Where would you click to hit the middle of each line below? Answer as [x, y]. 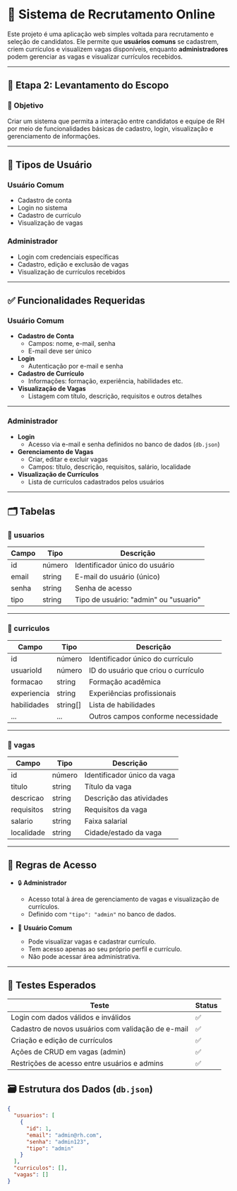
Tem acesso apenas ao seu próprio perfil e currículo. [105, 949]
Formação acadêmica [125, 682]
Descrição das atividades [126, 798]
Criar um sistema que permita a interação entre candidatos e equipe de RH [116, 121]
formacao [27, 682]
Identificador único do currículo [141, 658]
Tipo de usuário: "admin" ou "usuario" [138, 600]
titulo [19, 786]
